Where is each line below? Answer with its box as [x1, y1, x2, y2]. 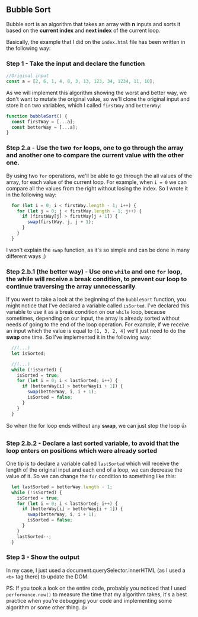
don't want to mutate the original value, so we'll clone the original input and [6, 95, 190, 103]
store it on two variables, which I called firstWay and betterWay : [6, 101, 162, 109]
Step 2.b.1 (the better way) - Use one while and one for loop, [6, 267, 183, 275]
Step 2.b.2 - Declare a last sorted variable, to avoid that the [6, 439, 180, 447]
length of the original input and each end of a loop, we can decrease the [6, 466, 183, 473]
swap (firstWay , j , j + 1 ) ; [27, 219, 94, 225]
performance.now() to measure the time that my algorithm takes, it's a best [6, 590, 187, 598]
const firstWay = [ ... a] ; [11, 119, 76, 125]
